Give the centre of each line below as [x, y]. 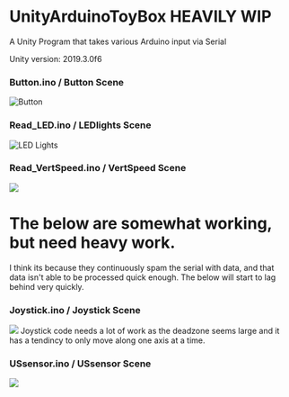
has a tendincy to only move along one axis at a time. [107, 340]
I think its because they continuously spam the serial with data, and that [142, 267]
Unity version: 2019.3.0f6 [56, 59]
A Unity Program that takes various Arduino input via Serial [118, 41]
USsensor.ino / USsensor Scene [80, 364]
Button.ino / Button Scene [66, 82]
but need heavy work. [92, 243]
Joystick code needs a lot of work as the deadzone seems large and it [150, 331]
